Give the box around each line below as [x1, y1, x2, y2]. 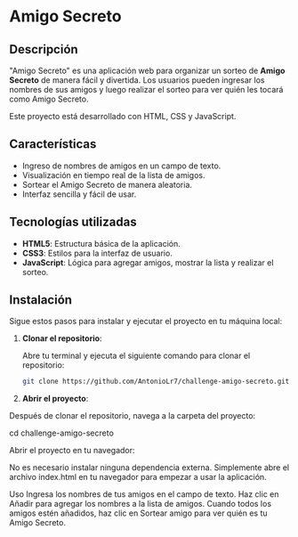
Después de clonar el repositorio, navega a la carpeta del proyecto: [9, 411, 256, 421]
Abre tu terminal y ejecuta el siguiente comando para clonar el [21, 350, 251, 362]
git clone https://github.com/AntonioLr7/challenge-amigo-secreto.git [21, 377, 290, 386]
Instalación [9, 292, 73, 308]
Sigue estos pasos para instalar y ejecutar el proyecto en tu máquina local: [9, 316, 283, 327]
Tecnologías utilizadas [9, 215, 137, 230]
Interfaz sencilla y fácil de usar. [21, 189, 137, 199]
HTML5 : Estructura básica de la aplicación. [21, 238, 181, 248]
